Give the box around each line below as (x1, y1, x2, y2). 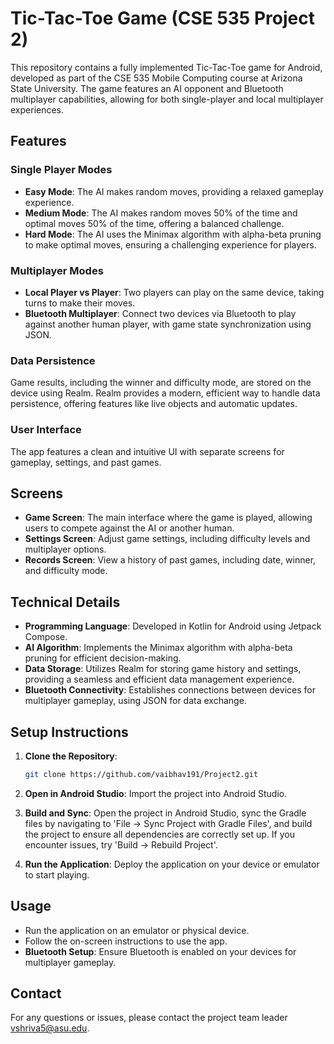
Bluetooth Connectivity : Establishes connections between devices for (24, 684, 316, 696)
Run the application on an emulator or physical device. (24, 924, 250, 936)
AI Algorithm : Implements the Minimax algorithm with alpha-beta (24, 642, 293, 654)
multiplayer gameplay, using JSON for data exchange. (24, 695, 247, 707)
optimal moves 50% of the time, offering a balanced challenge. (24, 217, 285, 229)
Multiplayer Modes (10, 263, 104, 277)
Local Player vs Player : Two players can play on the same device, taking (24, 286, 325, 298)
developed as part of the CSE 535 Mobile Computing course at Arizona (10, 72, 303, 84)
